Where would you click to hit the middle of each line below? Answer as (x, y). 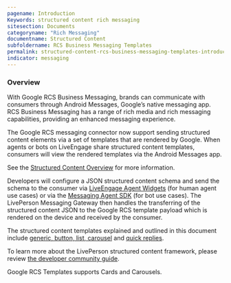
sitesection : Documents (41, 26)
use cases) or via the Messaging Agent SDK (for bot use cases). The (104, 196)
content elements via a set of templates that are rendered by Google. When (114, 140)
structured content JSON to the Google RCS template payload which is (107, 210)
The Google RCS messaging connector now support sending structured (109, 133)
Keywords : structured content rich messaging (73, 20)
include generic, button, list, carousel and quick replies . (86, 238)
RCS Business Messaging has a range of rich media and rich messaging (109, 112)
